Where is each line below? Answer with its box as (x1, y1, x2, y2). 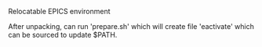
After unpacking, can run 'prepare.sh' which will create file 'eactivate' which (8, 22, 255, 31)
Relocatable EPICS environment (8, 7, 111, 16)
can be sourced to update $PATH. (8, 31, 118, 39)
